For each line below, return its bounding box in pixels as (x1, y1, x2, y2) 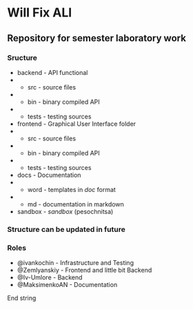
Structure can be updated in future (7, 224, 125, 234)
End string (7, 294, 37, 302)
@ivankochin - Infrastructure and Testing (17, 259, 134, 267)
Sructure (7, 53, 38, 63)
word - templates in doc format (27, 185, 116, 193)
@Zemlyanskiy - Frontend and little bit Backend (17, 266, 152, 275)
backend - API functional (17, 68, 88, 76)
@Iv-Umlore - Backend (17, 273, 83, 281)
